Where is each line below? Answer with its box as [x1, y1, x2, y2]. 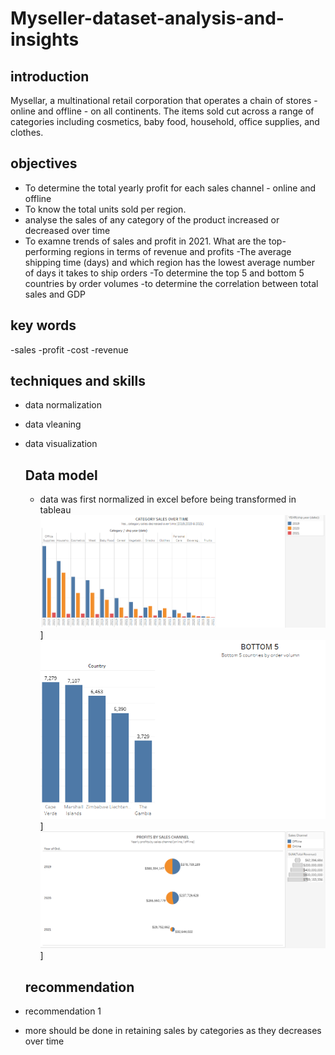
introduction [10, 68, 90, 85]
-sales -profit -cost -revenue [10, 343, 129, 356]
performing [24, 245, 72, 257]
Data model [24, 467, 98, 484]
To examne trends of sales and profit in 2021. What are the [24, 235, 267, 247]
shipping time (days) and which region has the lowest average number [24, 256, 316, 268]
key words [10, 317, 77, 334]
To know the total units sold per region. [24, 203, 187, 215]
